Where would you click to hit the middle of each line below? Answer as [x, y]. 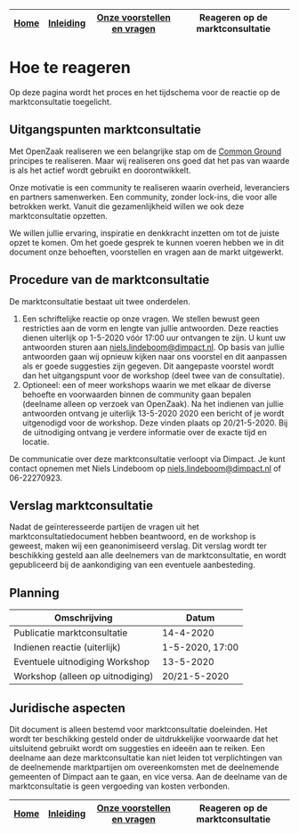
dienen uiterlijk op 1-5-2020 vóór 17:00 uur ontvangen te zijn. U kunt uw [154, 337]
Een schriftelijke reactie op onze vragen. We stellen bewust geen [141, 319]
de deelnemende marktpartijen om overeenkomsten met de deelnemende [144, 767]
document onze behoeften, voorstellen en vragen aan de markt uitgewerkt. [147, 252]
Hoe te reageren [70, 68]
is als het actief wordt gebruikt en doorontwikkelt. [100, 170]
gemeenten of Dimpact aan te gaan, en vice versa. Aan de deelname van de [148, 777]
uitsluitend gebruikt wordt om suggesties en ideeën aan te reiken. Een [137, 748]
